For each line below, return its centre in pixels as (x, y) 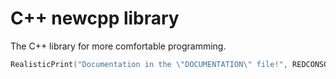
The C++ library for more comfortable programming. (118, 46)
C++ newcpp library (95, 18)
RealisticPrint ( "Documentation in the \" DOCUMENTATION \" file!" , (149, 64)
